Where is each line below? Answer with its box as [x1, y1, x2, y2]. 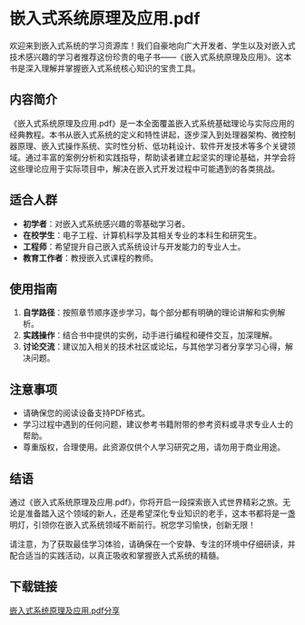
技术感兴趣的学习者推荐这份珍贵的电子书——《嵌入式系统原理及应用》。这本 [9, 51, 292, 62]
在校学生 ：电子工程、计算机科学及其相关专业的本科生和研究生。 [22, 229, 261, 241]
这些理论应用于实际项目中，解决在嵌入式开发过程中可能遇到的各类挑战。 [9, 163, 280, 174]
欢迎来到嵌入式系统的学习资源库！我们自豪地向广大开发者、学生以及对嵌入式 [9, 40, 296, 51]
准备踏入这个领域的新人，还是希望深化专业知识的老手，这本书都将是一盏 [25, 508, 296, 519]
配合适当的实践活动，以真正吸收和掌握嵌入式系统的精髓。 [9, 551, 224, 561]
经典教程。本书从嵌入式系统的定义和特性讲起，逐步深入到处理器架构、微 [9, 129, 280, 140]
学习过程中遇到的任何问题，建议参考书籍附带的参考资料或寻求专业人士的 [22, 419, 293, 430]
